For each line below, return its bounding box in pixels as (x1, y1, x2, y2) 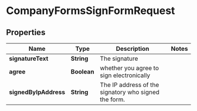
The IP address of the (100, 81, 159, 89)
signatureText (9, 54, 49, 63)
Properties (6, 27, 46, 37)
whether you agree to (100, 64, 159, 72)
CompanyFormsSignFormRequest (6, 4, 175, 18)
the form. (100, 95, 125, 103)
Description (116, 45, 150, 53)
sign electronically (100, 71, 151, 79)
